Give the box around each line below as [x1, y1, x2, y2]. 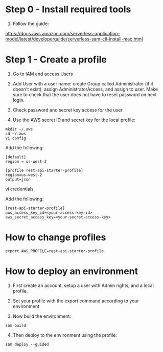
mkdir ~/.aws [5, 126, 33, 131]
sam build [5, 323, 27, 328]
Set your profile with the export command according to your [12, 298, 139, 304]
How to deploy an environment [5, 266, 138, 277]
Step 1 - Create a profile [5, 54, 107, 65]
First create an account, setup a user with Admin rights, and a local [12, 282, 154, 289]
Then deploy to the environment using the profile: [12, 332, 118, 338]
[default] [5, 155, 27, 160]
